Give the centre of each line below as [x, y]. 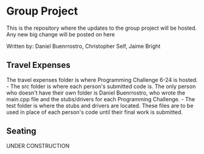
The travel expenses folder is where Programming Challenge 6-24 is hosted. [102, 79]
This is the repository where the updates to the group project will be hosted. [102, 28]
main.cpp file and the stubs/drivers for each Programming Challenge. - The [101, 99]
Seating [21, 131]
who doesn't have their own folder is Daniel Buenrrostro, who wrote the [96, 93]
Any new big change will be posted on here [61, 34]
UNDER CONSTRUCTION [38, 146]
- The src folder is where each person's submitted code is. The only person [101, 86]
